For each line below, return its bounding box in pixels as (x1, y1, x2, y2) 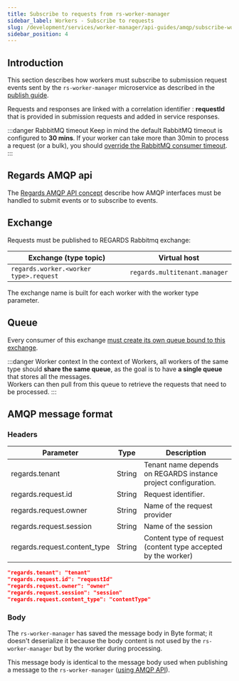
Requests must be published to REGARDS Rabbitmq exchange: (7, 236, 191, 244)
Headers (7, 429, 38, 439)
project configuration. (143, 478, 216, 488)
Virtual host (158, 253, 200, 263)
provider (143, 510, 172, 520)
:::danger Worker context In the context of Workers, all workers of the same (7, 357, 229, 365)
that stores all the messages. (7, 372, 92, 380)
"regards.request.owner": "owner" (7, 582, 110, 590)
